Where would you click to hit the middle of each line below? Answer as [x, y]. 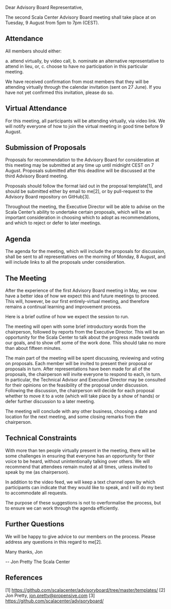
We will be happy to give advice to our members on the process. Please [80, 536]
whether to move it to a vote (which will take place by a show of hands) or [83, 396]
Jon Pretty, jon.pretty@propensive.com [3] [50, 595]
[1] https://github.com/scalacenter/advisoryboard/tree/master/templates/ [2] [85, 590]
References [24, 578]
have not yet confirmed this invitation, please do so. [60, 92]
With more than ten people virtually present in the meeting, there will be [80, 450]
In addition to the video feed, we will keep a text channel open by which [80, 482]
